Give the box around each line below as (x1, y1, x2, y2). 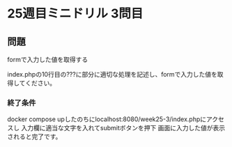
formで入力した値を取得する (7, 56, 88, 63)
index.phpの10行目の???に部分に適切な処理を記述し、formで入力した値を (7, 70, 218, 78)
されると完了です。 (7, 132, 62, 141)
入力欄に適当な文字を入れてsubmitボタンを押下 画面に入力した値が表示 (20, 124, 225, 132)
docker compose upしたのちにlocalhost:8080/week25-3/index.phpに (7, 115, 207, 123)
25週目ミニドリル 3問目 (7, 6, 144, 22)
